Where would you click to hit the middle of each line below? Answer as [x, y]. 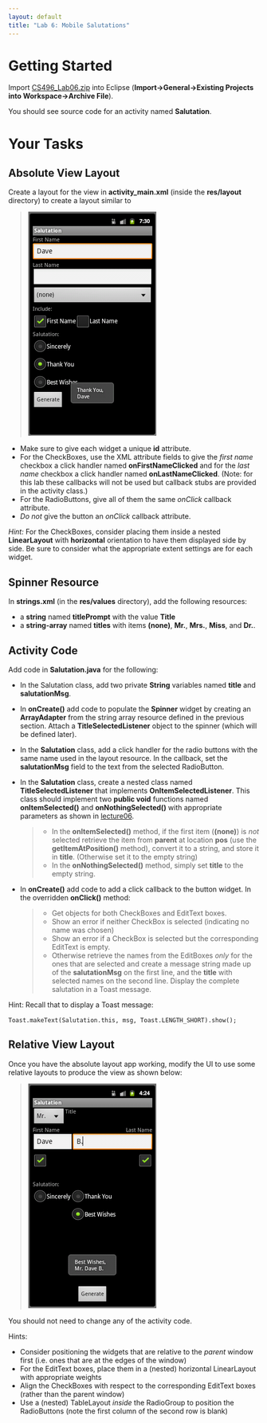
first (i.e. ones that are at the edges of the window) [103, 1360]
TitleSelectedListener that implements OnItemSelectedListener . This [135, 791]
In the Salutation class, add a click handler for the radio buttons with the [139, 750]
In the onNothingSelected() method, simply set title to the [147, 865]
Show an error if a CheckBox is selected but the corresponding [155, 939]
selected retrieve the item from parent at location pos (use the [154, 840]
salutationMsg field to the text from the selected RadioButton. [122, 767]
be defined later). [48, 735]
